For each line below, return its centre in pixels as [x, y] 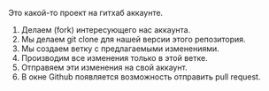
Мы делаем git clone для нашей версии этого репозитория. [133, 39]
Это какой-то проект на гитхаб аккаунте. [86, 13]
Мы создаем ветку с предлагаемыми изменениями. [120, 49]
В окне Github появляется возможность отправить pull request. [141, 77]
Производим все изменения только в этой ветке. [115, 58]
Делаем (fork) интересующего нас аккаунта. [106, 30]
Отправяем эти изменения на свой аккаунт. [104, 67]
